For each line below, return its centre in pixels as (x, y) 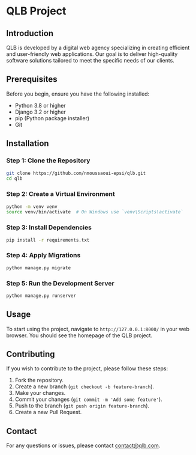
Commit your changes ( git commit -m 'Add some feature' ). (89, 399)
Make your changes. (40, 393)
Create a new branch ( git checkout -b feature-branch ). (85, 386)
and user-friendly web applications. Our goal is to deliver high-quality (92, 54)
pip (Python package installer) (52, 118)
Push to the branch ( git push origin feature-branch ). (82, 406)
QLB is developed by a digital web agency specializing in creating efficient (98, 47)
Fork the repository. (39, 380)
